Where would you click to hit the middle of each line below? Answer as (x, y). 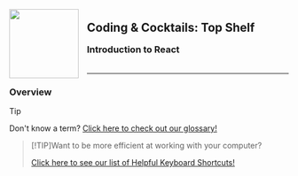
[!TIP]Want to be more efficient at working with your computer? (146, 146)
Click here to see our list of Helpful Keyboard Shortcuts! (133, 163)
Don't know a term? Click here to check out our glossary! (113, 128)
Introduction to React (133, 50)
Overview (31, 92)
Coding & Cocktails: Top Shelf (171, 27)
